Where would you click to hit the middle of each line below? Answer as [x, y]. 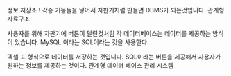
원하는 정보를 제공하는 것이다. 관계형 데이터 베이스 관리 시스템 [91, 65]
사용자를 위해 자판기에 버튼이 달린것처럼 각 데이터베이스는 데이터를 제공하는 [109, 34]
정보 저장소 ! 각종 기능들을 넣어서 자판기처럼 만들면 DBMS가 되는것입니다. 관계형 [116, 10]
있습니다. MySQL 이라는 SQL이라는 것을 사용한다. [82, 42]
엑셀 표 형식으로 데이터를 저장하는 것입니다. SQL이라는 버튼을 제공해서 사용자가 [114, 57]
